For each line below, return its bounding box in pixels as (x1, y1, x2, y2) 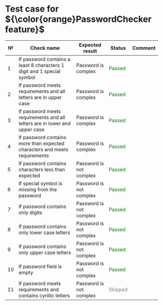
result (83, 48, 97, 54)
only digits (18, 209, 42, 216)
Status (110, 45, 126, 51)
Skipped (109, 286, 128, 293)
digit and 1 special (18, 68, 61, 75)
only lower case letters (18, 229, 70, 236)
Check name (30, 45, 60, 51)
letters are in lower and (18, 120, 71, 127)
